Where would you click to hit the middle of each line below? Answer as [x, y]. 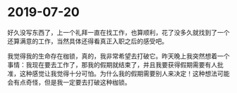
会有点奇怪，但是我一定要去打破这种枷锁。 [69, 82]
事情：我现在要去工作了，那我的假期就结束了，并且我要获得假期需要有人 [112, 64]
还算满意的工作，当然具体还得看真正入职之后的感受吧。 [87, 41]
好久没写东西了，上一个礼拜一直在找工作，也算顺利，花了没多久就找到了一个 [119, 32]
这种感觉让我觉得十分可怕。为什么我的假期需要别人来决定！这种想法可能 [124, 73]
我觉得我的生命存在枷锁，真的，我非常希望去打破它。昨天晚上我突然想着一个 [119, 56]
